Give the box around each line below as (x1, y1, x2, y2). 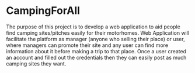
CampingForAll (6, 4, 81, 17)
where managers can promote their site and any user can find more (6, 42, 168, 49)
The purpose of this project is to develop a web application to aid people (6, 23, 181, 30)
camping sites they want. (6, 60, 67, 67)
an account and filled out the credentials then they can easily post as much (6, 54, 187, 61)
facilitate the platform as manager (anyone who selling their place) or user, (6, 35, 185, 42)
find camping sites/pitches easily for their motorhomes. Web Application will (6, 29, 190, 36)
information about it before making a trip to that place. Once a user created (6, 48, 187, 54)
